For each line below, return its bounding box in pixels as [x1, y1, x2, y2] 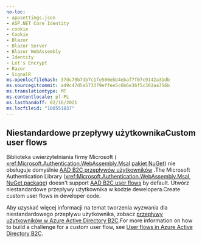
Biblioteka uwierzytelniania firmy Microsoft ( [6, 153, 117, 161]
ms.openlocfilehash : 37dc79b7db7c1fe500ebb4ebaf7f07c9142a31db [6, 77, 170, 83]
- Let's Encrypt [6, 60, 47, 66]
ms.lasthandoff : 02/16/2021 [6, 99, 78, 105]
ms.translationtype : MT [6, 88, 67, 94]
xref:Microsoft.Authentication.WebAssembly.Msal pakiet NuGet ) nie [6, 160, 176, 167]
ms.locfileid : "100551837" [6, 105, 75, 111]
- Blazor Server [6, 43, 47, 49]
